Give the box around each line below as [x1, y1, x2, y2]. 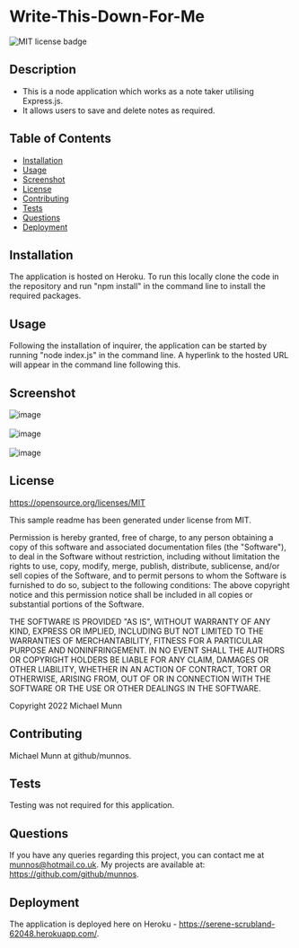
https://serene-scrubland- [179, 918, 276, 930]
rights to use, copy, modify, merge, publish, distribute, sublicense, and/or [9, 560, 280, 571]
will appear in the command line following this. [9, 359, 181, 370]
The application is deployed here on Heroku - [9, 918, 178, 930]
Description [9, 62, 76, 77]
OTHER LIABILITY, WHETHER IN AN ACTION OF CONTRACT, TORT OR [9, 663, 271, 674]
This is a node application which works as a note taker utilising [22, 85, 254, 96]
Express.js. [22, 95, 64, 106]
